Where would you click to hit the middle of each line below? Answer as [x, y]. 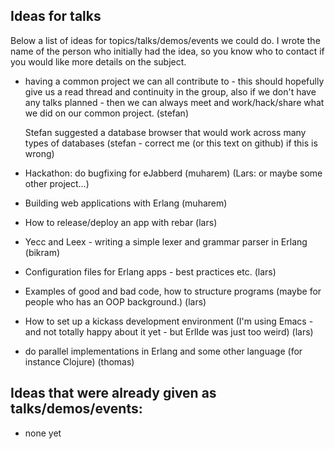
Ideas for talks [56, 16]
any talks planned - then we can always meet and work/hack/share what [174, 102]
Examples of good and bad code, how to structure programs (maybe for [173, 291]
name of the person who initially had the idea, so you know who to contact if [167, 51]
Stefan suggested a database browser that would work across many [165, 132]
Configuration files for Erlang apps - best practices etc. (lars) [150, 271]
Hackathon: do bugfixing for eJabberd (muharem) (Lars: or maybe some [173, 173]
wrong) [39, 153]
